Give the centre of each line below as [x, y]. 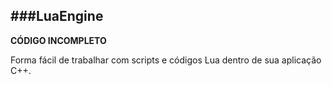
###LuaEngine [57, 16]
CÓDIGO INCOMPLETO [58, 40]
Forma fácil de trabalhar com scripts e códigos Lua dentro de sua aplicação [166, 60]
